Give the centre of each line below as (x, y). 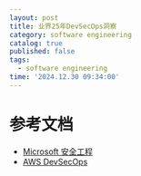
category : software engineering (70, 34)
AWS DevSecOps (55, 161)
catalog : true (36, 43)
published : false (42, 52)
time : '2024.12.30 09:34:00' (65, 77)
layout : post (34, 18)
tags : (20, 60)
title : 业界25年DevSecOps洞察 (63, 26)
